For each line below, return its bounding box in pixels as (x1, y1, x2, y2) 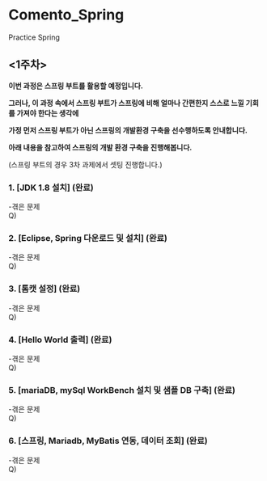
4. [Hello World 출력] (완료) (8, 334, 112, 345)
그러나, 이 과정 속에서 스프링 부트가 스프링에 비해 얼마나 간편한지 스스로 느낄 (8, 98, 244, 108)
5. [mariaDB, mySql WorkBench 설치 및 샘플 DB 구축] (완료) (8, 384, 236, 395)
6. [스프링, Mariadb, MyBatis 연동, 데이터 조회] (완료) (8, 435, 208, 446)
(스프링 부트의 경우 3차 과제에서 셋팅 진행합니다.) (8, 159, 163, 169)
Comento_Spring (8, 6, 125, 24)
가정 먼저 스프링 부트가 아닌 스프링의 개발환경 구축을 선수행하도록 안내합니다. (8, 125, 248, 135)
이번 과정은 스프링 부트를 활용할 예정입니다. (8, 81, 143, 91)
